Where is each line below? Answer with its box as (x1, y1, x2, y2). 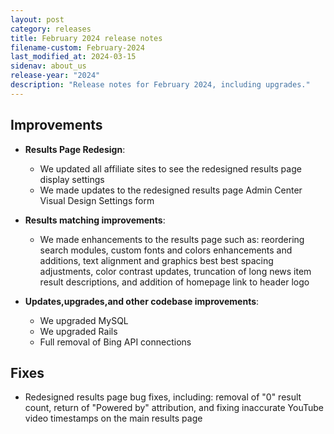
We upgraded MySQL (39, 314, 129, 326)
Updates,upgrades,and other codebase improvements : (24, 295, 260, 307)
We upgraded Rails (39, 325, 118, 337)
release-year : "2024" (10, 71, 101, 81)
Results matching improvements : (24, 214, 166, 226)
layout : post (10, 14, 65, 25)
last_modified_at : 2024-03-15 (10, 52, 137, 62)
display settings (39, 173, 105, 185)
